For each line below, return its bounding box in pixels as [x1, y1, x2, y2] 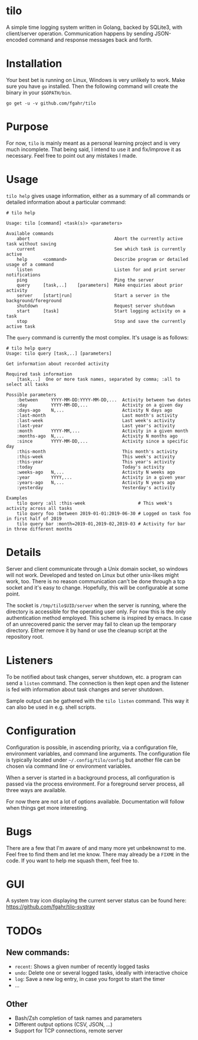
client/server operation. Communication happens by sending [6, 30, 154, 37]
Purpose [6, 120, 49, 133]
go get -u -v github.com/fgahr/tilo [6, 100, 96, 106]
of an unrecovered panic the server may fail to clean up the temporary [6, 620, 177, 627]
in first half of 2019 [6, 515, 62, 522]
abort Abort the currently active [16, 236, 183, 241]
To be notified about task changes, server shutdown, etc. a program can [6, 673, 181, 680]
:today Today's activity [16, 464, 165, 470]
